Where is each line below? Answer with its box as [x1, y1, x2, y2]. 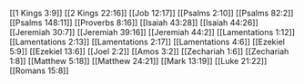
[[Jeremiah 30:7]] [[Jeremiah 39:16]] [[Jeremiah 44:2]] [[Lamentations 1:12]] [9, 27, 296, 37]
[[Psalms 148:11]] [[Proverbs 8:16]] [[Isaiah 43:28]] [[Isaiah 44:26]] [9, 17, 259, 28]
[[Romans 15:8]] [9, 65, 70, 76]
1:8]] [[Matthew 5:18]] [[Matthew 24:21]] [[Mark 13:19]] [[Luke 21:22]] [9, 56, 268, 66]
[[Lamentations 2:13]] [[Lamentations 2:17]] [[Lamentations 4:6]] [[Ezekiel [9, 36, 285, 47]
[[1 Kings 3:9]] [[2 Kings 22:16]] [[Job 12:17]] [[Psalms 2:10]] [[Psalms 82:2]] [9, 8, 294, 18]
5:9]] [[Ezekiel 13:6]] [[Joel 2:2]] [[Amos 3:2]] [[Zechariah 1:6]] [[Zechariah [9, 46, 289, 57]
